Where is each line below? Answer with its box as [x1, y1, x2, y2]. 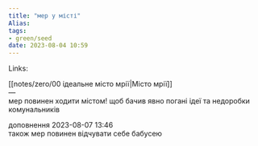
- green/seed [8, 34, 52, 43]
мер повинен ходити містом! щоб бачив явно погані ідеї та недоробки [8, 96, 250, 106]
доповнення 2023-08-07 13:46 [8, 120, 114, 130]
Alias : [8, 19, 31, 27]
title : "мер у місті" [8, 11, 81, 20]
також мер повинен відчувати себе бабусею [8, 129, 163, 139]
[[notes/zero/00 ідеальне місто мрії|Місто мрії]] [8, 79, 173, 89]
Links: [8, 63, 28, 73]
